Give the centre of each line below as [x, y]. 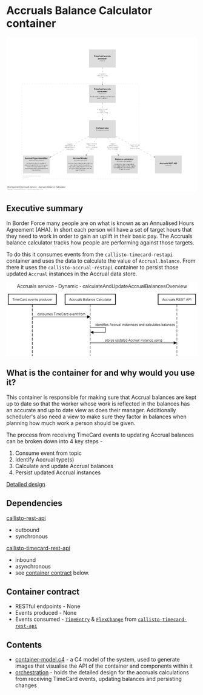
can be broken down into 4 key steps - [55, 441]
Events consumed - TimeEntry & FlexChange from [76, 619]
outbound [27, 530]
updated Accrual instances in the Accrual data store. [72, 274]
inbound [25, 559]
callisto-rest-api [26, 518]
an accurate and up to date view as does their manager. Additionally [91, 410]
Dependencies [34, 503]
